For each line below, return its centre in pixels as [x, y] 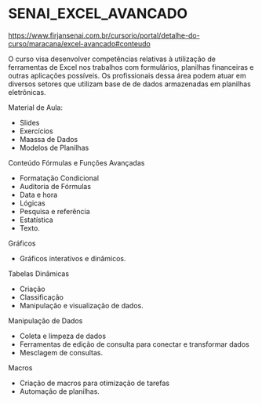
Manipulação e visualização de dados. [81, 305]
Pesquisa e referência [55, 211]
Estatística [36, 220]
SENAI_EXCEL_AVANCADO [98, 14]
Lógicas [32, 203]
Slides [29, 122]
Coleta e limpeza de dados [63, 336]
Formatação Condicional [59, 178]
